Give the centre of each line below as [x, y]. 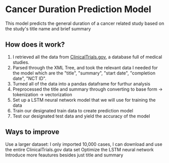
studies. [21, 62]
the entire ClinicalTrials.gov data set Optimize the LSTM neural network [79, 149]
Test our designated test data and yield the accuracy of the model [81, 116]
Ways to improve [32, 132]
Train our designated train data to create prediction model [73, 110]
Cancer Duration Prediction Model [78, 9]
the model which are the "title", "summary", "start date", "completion [84, 73]
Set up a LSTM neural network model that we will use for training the [84, 100]
